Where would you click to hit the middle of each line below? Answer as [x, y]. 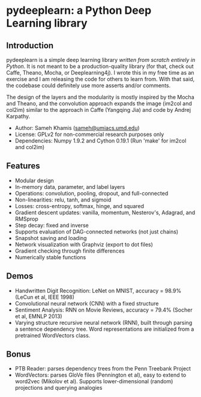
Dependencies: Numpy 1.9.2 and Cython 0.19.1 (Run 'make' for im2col [100, 141]
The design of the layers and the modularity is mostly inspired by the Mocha [100, 97]
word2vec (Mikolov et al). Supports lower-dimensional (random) [94, 381]
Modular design [34, 180]
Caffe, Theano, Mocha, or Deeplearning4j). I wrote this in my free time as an [100, 72]
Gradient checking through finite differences [70, 251]
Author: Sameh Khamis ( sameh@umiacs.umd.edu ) [77, 128]
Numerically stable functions [50, 257]
